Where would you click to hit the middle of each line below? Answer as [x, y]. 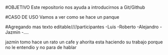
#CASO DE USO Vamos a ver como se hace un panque [62, 17]
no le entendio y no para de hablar [41, 47]
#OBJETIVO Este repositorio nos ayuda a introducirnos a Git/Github [75, 7]
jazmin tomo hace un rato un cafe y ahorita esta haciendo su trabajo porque [84, 42]
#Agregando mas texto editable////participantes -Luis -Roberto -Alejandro [82, 27]
